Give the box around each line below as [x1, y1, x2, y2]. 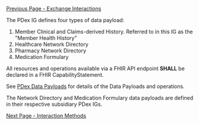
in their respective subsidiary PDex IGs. [6, 101, 103, 108]
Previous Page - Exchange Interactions [6, 5, 102, 12]
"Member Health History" [14, 35, 77, 41]
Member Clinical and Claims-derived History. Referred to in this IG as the [14, 28, 193, 35]
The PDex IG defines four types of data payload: [6, 17, 125, 23]
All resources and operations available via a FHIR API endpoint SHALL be [6, 65, 185, 72]
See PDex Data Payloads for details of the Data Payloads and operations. [6, 83, 185, 90]
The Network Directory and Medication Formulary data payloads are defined [6, 95, 194, 101]
